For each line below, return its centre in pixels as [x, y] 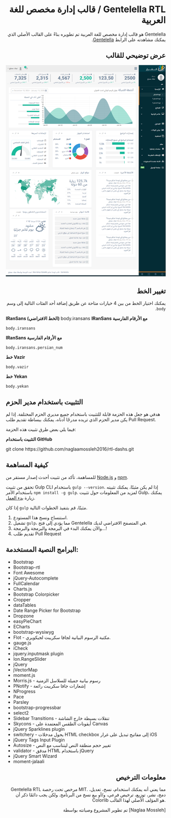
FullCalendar [26, 583]
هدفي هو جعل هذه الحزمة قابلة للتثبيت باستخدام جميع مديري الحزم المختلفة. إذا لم [83, 414]
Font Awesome [29, 572]
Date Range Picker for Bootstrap [47, 610]
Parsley [21, 702]
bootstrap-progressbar [37, 707]
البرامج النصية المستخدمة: [42, 550]
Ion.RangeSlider [30, 659]
